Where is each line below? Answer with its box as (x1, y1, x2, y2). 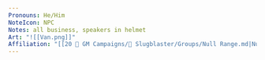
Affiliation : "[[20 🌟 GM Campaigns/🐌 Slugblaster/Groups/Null (8, 41, 217, 48)
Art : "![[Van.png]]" (8, 33, 77, 41)
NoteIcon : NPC (8, 19, 55, 26)
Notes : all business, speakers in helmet (8, 26, 147, 34)
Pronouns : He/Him (8, 11, 65, 19)
